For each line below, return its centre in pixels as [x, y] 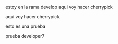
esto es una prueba [25, 26]
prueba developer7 [25, 36]
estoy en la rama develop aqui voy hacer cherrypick [59, 7]
